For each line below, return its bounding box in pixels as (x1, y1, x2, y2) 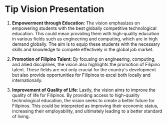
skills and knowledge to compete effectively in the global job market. (11, 46, 153, 52)
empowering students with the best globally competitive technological (11, 25, 157, 31)
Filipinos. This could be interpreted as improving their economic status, (11, 103, 158, 109)
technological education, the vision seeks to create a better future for (11, 97, 155, 103)
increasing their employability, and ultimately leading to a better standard (11, 108, 162, 114)
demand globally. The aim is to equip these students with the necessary (11, 41, 160, 47)
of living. (11, 113, 30, 119)
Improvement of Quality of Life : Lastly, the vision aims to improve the (11, 87, 156, 93)
